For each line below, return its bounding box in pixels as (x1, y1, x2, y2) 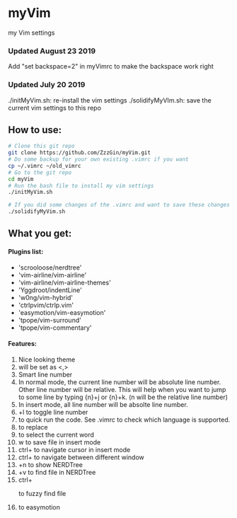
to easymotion (18, 502, 61, 511)
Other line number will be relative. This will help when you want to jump (18, 385, 226, 393)
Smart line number (18, 370, 73, 379)
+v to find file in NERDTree (18, 468, 96, 476)
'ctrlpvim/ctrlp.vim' (18, 301, 74, 309)
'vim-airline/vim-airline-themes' (18, 278, 112, 287)
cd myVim (8, 175, 34, 183)
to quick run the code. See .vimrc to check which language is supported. (18, 415, 231, 424)
